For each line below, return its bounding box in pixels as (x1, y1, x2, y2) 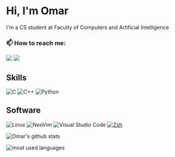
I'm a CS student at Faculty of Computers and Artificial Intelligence (6, 24, 169, 31)
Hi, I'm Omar (6, 4, 69, 18)
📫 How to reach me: (6, 39, 66, 47)
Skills (6, 72, 27, 82)
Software (6, 105, 41, 116)
